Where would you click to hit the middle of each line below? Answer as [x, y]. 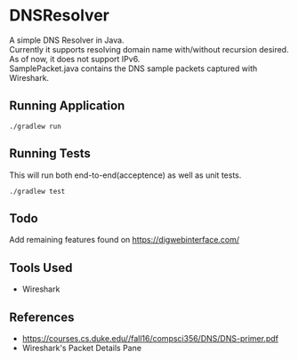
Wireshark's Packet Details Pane [82, 348]
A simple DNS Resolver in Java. [67, 40]
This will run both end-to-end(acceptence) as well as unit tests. [125, 175]
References [42, 317]
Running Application [67, 106]
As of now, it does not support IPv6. [75, 59]
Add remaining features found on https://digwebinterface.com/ [125, 240]
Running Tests [50, 153]
